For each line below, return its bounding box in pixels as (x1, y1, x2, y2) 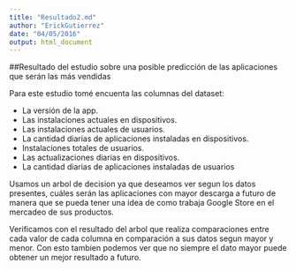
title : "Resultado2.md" (9, 12, 97, 22)
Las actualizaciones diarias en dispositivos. (21, 152, 180, 163)
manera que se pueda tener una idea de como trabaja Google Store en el (9, 198, 275, 208)
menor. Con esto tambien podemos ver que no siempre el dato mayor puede (9, 243, 287, 253)
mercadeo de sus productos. (9, 207, 115, 217)
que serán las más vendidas (9, 72, 111, 82)
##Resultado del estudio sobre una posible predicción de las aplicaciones (9, 62, 278, 72)
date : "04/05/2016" (9, 29, 81, 38)
